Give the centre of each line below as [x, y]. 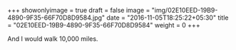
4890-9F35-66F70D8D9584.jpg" [56, 18]
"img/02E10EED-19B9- [185, 10]
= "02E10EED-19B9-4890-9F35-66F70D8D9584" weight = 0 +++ [104, 25]
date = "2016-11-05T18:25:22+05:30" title [168, 18]
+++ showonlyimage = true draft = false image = [79, 10]
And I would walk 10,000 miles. [53, 39]
